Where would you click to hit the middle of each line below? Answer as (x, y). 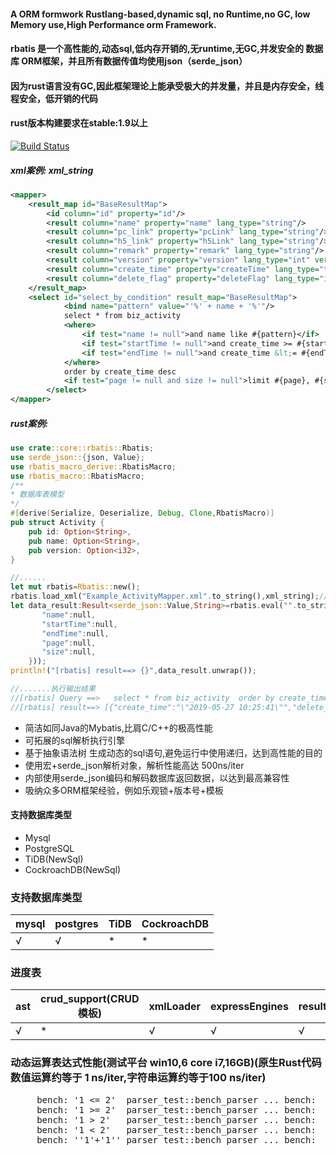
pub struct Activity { (57, 523)
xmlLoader (175, 1007)
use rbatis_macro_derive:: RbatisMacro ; (93, 466)
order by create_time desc (120, 371)
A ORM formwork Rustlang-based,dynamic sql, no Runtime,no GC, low (160, 14)
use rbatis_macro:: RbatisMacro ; (77, 476)
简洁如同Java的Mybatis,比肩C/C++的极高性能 (118, 727)
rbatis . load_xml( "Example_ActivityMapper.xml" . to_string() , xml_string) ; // (169, 596)
